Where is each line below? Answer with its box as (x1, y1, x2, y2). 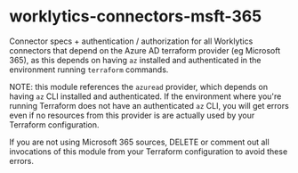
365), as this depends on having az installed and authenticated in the (9, 54, 262, 65)
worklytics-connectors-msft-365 (9, 6, 262, 27)
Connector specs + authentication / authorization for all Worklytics (9, 36, 254, 46)
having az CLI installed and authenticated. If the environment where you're (9, 91, 282, 102)
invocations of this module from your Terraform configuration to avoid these (9, 145, 288, 157)
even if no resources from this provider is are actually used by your (9, 110, 255, 120)
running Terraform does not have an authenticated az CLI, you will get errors (9, 100, 289, 111)
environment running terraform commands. (9, 64, 169, 75)
